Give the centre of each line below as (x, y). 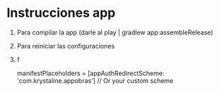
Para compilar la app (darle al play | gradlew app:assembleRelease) (115, 32)
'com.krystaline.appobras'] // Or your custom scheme (95, 80)
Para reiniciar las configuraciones (65, 46)
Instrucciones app (61, 13)
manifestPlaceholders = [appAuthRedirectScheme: (91, 73)
